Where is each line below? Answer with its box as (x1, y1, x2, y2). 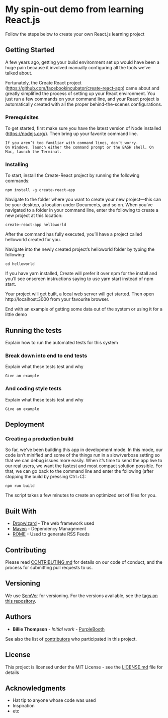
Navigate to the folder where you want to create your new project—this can (5, 196, 161, 203)
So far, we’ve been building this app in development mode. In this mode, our (5, 446, 163, 453)
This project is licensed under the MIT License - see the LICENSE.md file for (5, 664, 163, 670)
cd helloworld (5, 261, 35, 266)
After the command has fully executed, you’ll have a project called (5, 231, 142, 237)
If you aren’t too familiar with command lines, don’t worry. (5, 141, 138, 146)
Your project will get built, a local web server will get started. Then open (5, 291, 154, 297)
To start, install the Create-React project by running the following (5, 172, 140, 178)
